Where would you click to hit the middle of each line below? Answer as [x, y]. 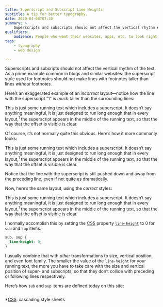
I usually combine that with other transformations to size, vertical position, [79, 256]
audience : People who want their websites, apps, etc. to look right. [87, 37]
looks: [11, 138]
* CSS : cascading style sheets [35, 300]
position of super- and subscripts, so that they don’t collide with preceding [80, 271]
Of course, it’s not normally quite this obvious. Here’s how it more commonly [81, 134]
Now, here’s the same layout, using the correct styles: [59, 188]
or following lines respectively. [35, 276]
